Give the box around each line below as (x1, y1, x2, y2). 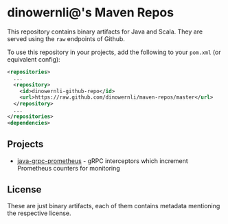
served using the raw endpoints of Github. (7, 34, 126, 42)
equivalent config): (7, 55, 60, 63)
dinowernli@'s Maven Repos (7, 5, 174, 21)
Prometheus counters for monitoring (16, 164, 120, 172)
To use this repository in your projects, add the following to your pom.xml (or (7, 48, 221, 56)
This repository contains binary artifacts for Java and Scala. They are (7, 27, 203, 36)
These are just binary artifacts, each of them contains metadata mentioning (7, 202, 220, 210)
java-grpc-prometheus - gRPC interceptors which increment (16, 156, 189, 165)
